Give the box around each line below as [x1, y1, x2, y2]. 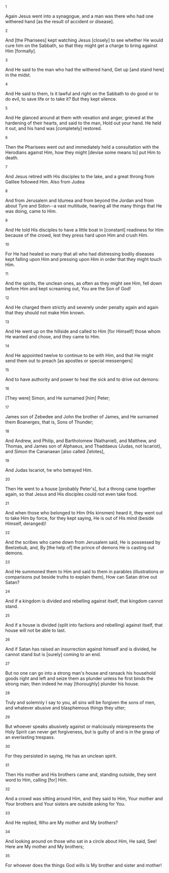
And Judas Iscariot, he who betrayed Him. [5, 467, 93, 473]
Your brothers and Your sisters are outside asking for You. [5, 801, 126, 807]
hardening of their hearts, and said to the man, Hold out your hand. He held [5, 120, 161, 126]
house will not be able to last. [5, 627, 66, 633]
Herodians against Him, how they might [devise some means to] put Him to [5, 149, 161, 155]
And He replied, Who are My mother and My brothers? [5, 819, 119, 825]
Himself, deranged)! [5, 520, 46, 527]
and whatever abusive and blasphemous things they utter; [5, 705, 126, 711]
